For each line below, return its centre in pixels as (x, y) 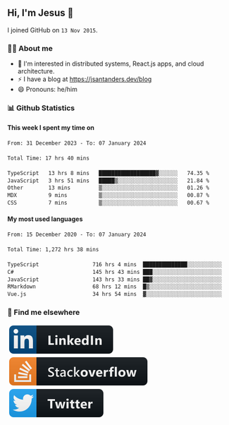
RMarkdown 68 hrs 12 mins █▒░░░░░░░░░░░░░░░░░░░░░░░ (114, 287)
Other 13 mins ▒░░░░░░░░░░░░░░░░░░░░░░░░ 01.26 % (109, 188)
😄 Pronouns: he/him (47, 90)
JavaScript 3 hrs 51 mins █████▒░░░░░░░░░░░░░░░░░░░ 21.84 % (109, 181)
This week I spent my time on (51, 127)
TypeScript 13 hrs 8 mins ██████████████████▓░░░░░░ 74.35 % (109, 173)
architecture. (36, 71)
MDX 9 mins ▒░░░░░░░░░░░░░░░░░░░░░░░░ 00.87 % (109, 196)
